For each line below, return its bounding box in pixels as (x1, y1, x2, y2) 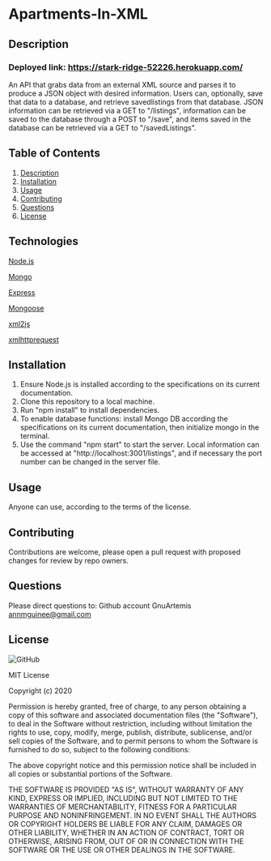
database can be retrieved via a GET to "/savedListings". (8, 122, 197, 132)
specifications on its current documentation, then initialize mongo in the (19, 422, 260, 432)
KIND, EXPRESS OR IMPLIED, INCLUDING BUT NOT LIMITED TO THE (8, 793, 238, 803)
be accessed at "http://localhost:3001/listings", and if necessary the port (19, 448, 263, 458)
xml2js (8, 319, 31, 328)
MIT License (8, 670, 50, 679)
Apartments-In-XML (8, 5, 148, 24)
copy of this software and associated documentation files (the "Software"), (8, 710, 259, 720)
